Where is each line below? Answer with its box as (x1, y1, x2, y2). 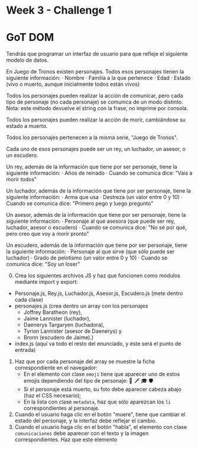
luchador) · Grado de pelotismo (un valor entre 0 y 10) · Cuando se (6, 254, 168, 261)
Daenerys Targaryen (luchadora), (23, 321, 105, 329)
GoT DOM (6, 31, 54, 44)
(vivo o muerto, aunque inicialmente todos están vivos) (6, 81, 140, 88)
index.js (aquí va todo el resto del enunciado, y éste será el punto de (14, 340, 181, 347)
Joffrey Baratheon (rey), (23, 309, 83, 316)
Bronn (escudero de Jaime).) (23, 334, 93, 341)
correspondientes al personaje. (23, 405, 100, 412)
